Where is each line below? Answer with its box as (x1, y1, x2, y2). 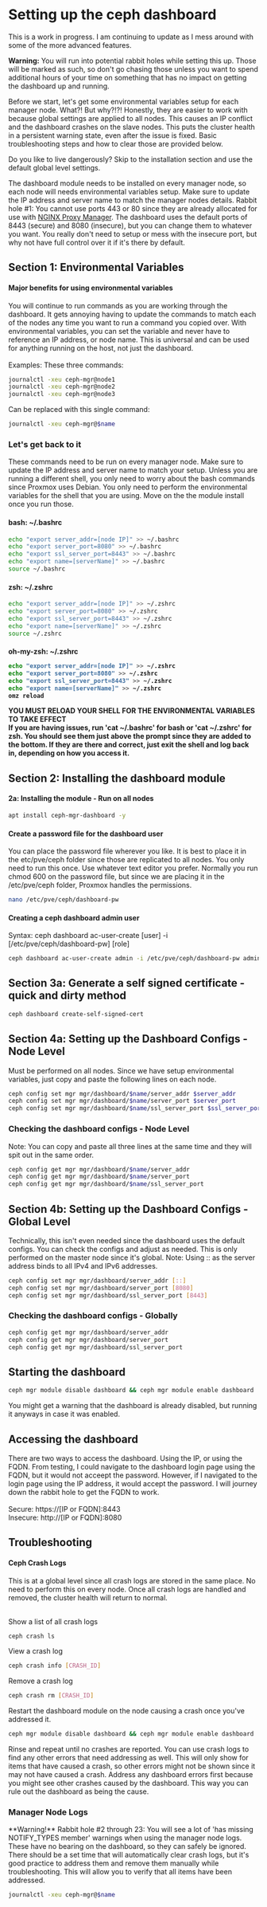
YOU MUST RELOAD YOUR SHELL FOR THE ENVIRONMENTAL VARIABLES (8, 706, 256, 716)
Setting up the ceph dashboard (8, 6, 217, 24)
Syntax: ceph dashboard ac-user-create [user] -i (8, 931, 168, 940)
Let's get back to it (8, 438, 82, 449)
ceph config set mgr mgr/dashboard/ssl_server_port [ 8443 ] (8, 1291, 208, 1300)
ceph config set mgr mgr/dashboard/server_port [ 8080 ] (8, 1284, 194, 1292)
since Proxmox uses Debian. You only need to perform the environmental (8, 482, 248, 492)
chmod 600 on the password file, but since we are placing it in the (8, 872, 225, 881)
